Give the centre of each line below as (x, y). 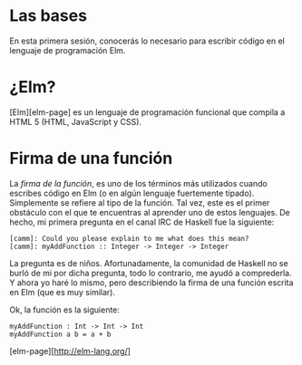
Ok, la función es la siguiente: (65, 310)
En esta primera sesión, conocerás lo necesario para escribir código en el (147, 41)
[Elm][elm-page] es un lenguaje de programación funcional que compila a (147, 112)
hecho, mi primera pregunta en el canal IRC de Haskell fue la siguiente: (142, 222)
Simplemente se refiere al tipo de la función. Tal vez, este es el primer (140, 202)
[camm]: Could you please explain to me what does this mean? (129, 238)
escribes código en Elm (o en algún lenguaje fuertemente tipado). (132, 193)
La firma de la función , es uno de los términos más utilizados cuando (138, 183)
